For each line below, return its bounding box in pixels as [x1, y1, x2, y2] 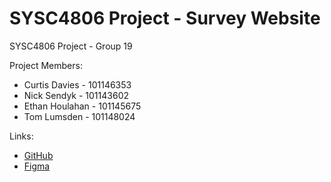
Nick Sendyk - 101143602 [23, 89, 130, 101]
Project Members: [9, 59, 83, 71]
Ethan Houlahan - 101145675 [23, 100, 142, 112]
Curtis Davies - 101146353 [23, 78, 132, 91]
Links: [9, 130, 34, 142]
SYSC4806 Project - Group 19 [9, 40, 133, 52]
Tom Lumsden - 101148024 [23, 110, 136, 122]
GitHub [23, 149, 54, 161]
